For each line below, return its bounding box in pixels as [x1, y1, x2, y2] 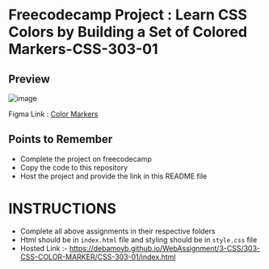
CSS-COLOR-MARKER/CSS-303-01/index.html [19, 252, 176, 262]
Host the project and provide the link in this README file [19, 171, 208, 181]
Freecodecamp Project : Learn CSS [8, 6, 248, 24]
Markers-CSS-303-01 [8, 40, 159, 58]
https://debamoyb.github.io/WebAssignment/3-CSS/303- [69, 243, 261, 253]
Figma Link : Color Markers [8, 109, 99, 119]
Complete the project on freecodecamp [19, 153, 152, 163]
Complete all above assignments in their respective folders [19, 226, 216, 236]
